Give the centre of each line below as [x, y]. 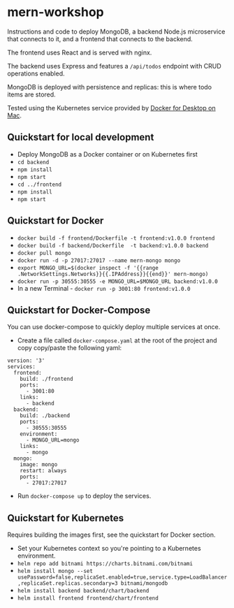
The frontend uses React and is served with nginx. [80, 52]
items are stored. [31, 94]
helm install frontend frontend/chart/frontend [88, 598]
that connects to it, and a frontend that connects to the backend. [100, 38]
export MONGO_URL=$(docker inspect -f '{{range [88, 268]
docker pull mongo [44, 253]
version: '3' [26, 361]
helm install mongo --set [55, 571]
